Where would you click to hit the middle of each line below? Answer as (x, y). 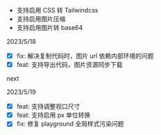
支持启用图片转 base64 (50, 27)
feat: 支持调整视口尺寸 (48, 106)
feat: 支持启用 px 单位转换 (53, 115)
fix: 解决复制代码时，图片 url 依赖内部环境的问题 (85, 56)
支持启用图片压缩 (41, 19)
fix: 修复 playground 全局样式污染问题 (70, 124)
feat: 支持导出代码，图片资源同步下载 (69, 65)
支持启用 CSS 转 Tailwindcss (57, 10)
